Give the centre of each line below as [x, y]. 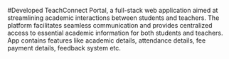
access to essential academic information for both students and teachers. [115, 33]
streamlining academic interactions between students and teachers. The [113, 18]
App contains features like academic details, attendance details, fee [107, 41]
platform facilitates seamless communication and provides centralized [110, 25]
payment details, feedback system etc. [64, 48]
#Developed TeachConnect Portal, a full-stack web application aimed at [113, 10]
